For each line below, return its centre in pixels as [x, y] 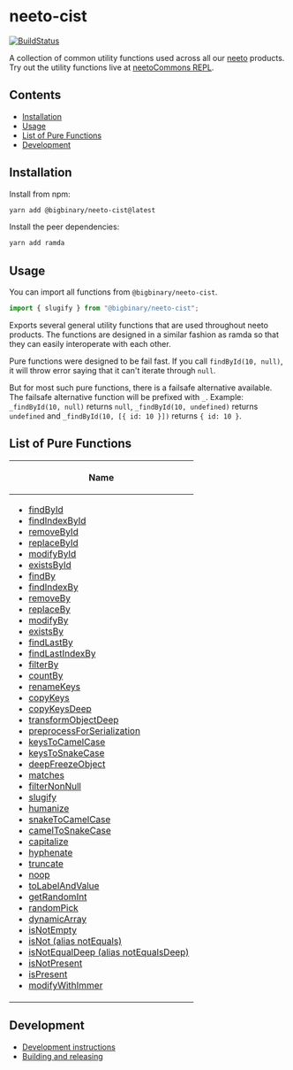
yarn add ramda [37, 243]
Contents [35, 95]
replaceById [54, 543]
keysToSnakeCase [67, 753]
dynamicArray [58, 920]
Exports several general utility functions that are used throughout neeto [139, 325]
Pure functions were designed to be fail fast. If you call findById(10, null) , [146, 361]
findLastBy [51, 643]
